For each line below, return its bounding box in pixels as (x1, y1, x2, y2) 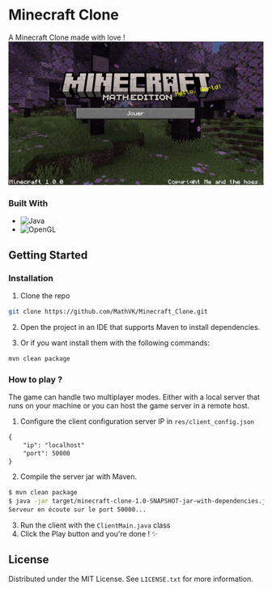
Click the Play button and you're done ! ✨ (19, 528, 158, 538)
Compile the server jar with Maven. (19, 472, 138, 481)
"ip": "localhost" (23, 441, 85, 449)
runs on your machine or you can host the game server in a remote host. (8, 400, 250, 410)
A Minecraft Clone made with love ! (8, 32, 125, 42)
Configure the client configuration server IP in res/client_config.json (19, 416, 255, 426)
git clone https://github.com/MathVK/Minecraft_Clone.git (8, 307, 208, 315)
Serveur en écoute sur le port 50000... (8, 505, 147, 514)
